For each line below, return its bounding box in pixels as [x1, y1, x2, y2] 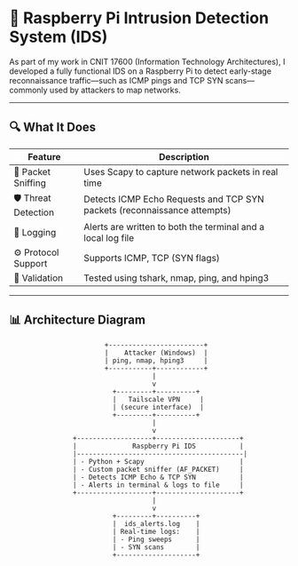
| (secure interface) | [112, 403, 204, 411]
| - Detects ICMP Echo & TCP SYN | [72, 473, 244, 482]
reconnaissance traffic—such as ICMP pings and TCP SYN [9, 75, 223, 85]
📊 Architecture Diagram [9, 313, 146, 328]
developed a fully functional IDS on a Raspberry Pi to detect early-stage [9, 66, 272, 76]
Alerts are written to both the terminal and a [83, 220, 264, 233]
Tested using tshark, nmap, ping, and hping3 [83, 271, 270, 283]
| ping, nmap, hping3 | [104, 355, 208, 365]
